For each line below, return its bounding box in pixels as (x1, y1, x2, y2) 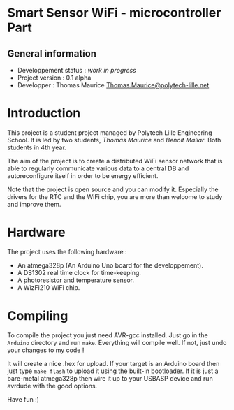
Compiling (7, 308, 68, 324)
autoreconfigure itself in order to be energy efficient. (7, 171, 159, 180)
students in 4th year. (7, 143, 66, 152)
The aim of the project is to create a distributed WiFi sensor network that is (7, 156, 223, 165)
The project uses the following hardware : (7, 247, 127, 256)
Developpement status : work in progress (17, 66, 136, 74)
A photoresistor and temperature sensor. (17, 276, 135, 284)
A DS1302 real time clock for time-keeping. (17, 268, 142, 277)
